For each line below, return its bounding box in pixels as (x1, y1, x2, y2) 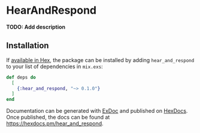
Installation (6, 41, 49, 51)
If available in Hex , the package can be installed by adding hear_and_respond (6, 56, 195, 63)
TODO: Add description (6, 23, 66, 30)
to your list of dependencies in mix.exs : (6, 63, 103, 70)
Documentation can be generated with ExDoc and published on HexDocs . (6, 107, 188, 115)
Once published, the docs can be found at (6, 114, 110, 121)
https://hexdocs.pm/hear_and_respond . (6, 120, 104, 127)
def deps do (6, 74, 36, 81)
